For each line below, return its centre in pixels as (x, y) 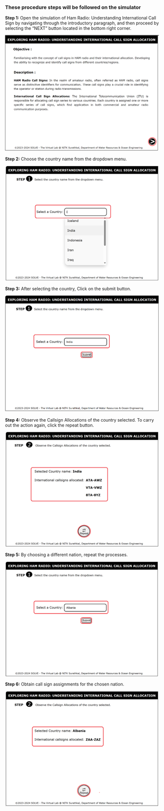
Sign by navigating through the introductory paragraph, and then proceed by (82, 23)
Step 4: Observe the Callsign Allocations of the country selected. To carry (80, 420)
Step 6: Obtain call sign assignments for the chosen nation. (65, 684)
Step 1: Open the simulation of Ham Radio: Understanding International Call (81, 18)
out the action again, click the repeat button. (50, 425)
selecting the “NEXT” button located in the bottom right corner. (68, 28)
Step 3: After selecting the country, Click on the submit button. (68, 289)
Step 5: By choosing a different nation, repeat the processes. (66, 555)
